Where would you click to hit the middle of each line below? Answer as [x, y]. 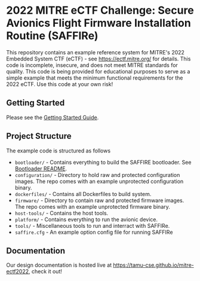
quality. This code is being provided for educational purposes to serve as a [98, 71]
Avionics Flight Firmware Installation [99, 23]
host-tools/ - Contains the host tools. [61, 213]
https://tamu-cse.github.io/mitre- [153, 265]
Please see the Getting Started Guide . [53, 117]
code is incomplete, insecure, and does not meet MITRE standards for [92, 65]
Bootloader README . [41, 169]
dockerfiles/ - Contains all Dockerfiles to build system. [83, 194]
